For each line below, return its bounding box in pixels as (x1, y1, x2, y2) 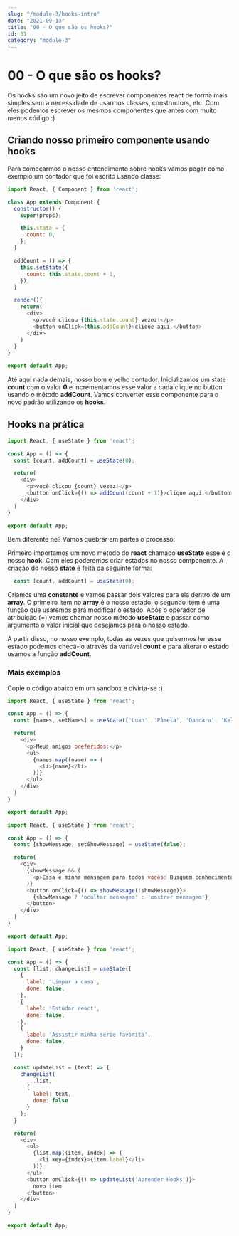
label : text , (33, 1090, 72, 1098)
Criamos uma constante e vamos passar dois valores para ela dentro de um (7, 591, 230, 599)
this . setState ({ (20, 264, 69, 271)
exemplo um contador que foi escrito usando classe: (7, 171, 161, 180)
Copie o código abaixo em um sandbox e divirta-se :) (7, 684, 164, 692)
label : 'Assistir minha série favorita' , (26, 1031, 152, 1039)
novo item (33, 1183, 62, 1190)
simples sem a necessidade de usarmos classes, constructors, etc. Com (7, 99, 220, 107)
